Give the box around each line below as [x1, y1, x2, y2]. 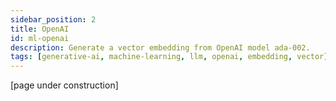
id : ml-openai [10, 33, 70, 43]
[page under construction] [10, 79, 119, 91]
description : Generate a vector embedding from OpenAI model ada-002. [10, 42, 311, 53]
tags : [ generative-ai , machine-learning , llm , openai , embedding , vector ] [10, 52, 329, 62]
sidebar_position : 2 [10, 14, 97, 25]
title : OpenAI [10, 24, 70, 34]
